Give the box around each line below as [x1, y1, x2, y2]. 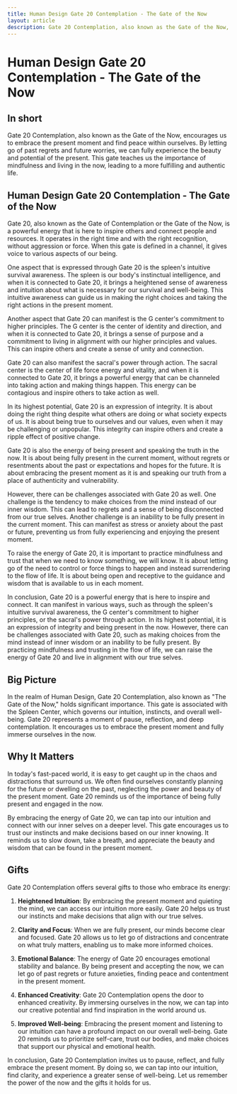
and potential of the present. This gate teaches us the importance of [7, 154, 207, 162]
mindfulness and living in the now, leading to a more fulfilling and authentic [7, 161, 226, 170]
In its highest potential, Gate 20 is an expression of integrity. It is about [7, 402, 213, 411]
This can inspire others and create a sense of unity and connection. [7, 345, 204, 353]
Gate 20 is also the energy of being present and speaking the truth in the [7, 446, 219, 454]
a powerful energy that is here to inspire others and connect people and [7, 227, 217, 235]
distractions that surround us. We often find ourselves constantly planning [7, 777, 224, 786]
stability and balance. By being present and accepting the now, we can [17, 961, 224, 970]
